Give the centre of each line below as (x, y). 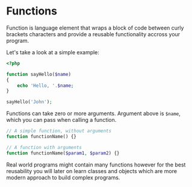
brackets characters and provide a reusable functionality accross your (93, 34)
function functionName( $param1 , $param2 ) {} (63, 153)
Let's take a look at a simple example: (53, 52)
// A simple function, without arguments (59, 131)
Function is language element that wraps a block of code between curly (95, 28)
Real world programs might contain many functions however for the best (96, 165)
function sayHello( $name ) (39, 74)
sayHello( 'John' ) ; (29, 102)
